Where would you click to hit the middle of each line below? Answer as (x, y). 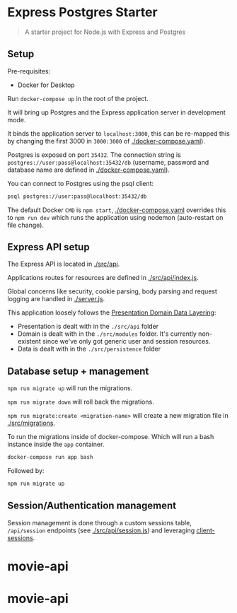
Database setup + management (78, 371)
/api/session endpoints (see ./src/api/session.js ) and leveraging (101, 530)
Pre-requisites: (29, 71)
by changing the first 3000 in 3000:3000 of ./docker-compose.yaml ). (106, 141)
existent (29, 341)
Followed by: (26, 471)
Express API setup (48, 247)
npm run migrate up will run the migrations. (70, 388)
